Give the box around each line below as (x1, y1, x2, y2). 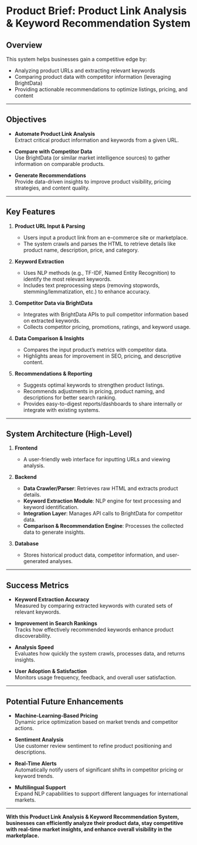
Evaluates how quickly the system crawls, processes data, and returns (14, 650, 185, 657)
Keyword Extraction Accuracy (14, 596, 90, 603)
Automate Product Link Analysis (14, 130, 96, 137)
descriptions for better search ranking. (23, 394, 117, 401)
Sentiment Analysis (14, 736, 64, 743)
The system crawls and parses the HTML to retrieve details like (23, 240, 176, 247)
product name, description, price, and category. (23, 246, 140, 254)
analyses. (49, 558, 73, 565)
